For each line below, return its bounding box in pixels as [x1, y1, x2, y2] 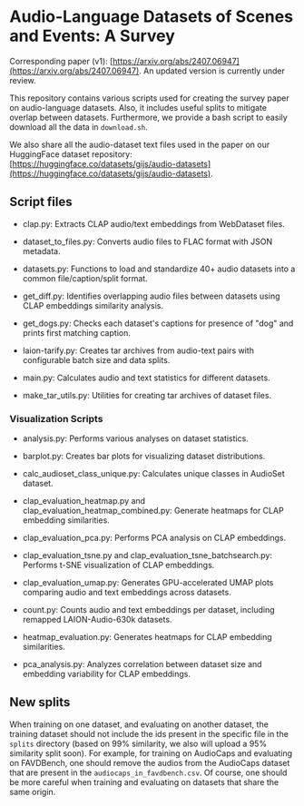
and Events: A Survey [9, 25, 175, 46]
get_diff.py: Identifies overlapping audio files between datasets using [22, 290, 280, 301]
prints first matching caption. [22, 327, 132, 338]
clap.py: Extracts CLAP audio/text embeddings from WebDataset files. [22, 218, 286, 229]
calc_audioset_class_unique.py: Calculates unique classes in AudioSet [22, 468, 286, 479]
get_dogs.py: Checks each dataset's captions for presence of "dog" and [22, 318, 294, 329]
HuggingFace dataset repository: [9, 148, 133, 160]
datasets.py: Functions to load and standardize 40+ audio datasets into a [22, 263, 296, 274]
